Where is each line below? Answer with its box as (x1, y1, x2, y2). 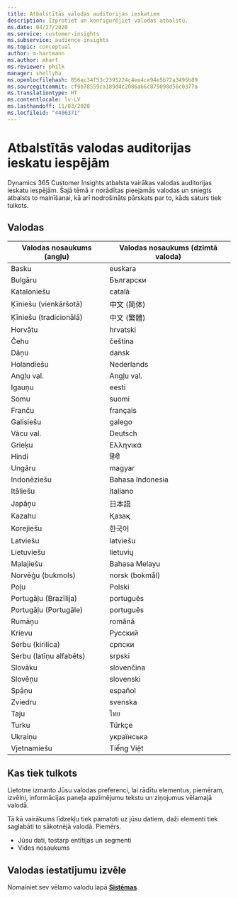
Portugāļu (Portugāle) (11, 604, 84, 614)
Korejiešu (11, 523, 42, 533)
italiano (109, 486, 134, 496)
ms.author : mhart (7, 57, 59, 64)
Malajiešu (11, 558, 43, 568)
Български (109, 275, 147, 284)
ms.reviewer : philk (7, 63, 65, 70)
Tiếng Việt (109, 743, 144, 753)
